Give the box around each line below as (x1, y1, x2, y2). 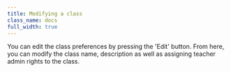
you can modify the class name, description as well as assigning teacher (7, 50, 216, 58)
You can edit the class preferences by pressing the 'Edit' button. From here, (7, 43, 225, 51)
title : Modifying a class (7, 10, 82, 17)
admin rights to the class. (7, 57, 80, 66)
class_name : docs (7, 17, 58, 24)
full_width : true (7, 23, 58, 30)
